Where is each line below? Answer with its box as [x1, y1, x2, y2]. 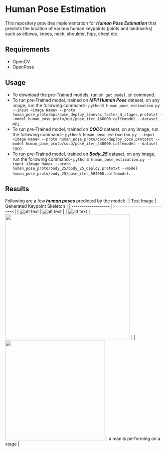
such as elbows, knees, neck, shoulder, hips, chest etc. [5, 31, 119, 37]
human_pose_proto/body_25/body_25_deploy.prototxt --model [12, 166, 138, 171]
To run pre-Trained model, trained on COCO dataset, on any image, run [12, 126, 159, 132]
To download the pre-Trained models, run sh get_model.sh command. [12, 92, 156, 98]
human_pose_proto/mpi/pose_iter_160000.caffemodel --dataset [28, 116, 158, 121]
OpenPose [12, 64, 34, 70]
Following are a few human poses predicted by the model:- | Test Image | [5, 198, 157, 204]
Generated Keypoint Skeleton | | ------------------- [5, 203, 110, 209]
